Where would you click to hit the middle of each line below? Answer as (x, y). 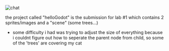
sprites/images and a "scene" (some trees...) (52, 23)
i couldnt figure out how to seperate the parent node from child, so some (88, 38)
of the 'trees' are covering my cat (47, 43)
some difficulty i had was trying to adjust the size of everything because (88, 32)
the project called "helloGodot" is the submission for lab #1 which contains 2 (84, 17)
